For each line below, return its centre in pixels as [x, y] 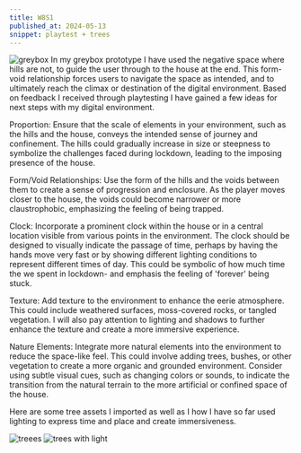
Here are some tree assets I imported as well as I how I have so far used [142, 412]
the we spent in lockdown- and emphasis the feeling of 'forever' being [139, 274]
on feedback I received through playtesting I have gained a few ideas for [143, 98]
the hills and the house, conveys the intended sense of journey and [133, 135]
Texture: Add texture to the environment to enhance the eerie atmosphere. [147, 301]
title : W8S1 [31, 17]
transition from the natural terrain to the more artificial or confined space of [148, 385]
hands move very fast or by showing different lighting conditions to [133, 255]
